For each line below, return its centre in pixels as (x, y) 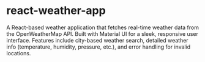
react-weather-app (56, 11)
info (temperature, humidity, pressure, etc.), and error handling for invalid (99, 47)
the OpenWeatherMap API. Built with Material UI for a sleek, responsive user (102, 33)
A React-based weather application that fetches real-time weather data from (102, 27)
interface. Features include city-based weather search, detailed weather (97, 40)
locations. (19, 53)
